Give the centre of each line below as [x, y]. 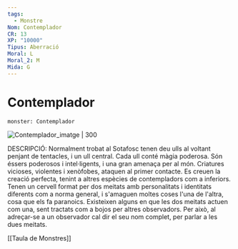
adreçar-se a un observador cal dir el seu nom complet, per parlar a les [113, 217]
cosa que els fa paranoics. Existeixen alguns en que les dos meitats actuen [118, 201]
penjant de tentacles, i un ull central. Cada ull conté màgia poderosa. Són [115, 156]
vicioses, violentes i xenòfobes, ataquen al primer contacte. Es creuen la [114, 171]
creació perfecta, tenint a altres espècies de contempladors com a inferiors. [119, 178]
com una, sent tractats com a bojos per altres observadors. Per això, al [111, 209]
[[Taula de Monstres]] [39, 238]
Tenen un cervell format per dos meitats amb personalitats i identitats [110, 186]
